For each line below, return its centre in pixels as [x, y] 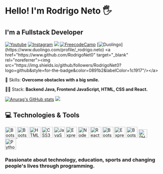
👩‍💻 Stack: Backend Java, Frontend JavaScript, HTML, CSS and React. [76, 89]
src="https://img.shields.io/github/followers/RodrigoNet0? [63, 65]
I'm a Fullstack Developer [44, 32]
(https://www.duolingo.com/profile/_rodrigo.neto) [55, 50]
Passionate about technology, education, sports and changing [80, 159]
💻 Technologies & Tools [42, 115]
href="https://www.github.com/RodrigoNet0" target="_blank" [67, 55]
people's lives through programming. [50, 166]
